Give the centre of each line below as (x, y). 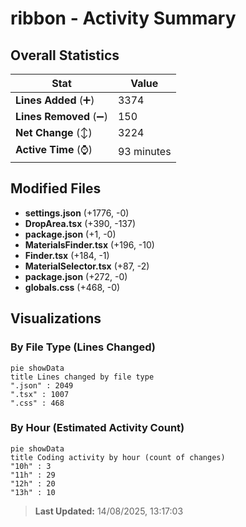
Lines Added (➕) (55, 100)
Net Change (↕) (54, 132)
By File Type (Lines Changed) (83, 347)
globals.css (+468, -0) (72, 287)
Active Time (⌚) (54, 149)
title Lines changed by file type (82, 377)
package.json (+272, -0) (76, 276)
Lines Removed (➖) (61, 116)
